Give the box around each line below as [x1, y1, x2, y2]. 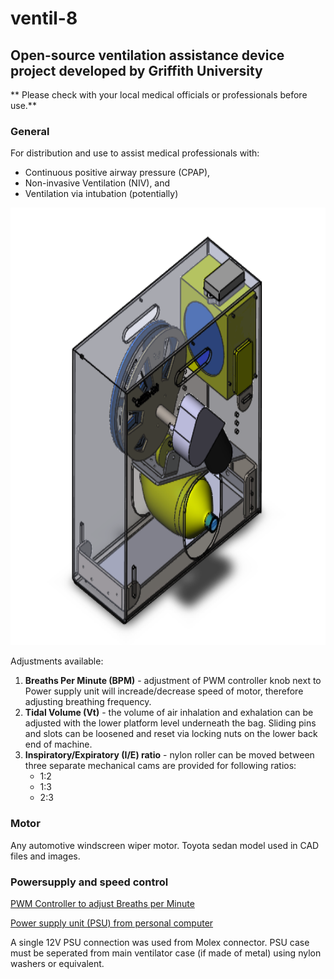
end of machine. [24, 738, 93, 751]
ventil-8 [10, 7, 78, 30]
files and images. [10, 850, 81, 862]
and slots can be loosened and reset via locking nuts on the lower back [24, 728, 318, 740]
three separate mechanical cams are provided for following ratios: [24, 760, 297, 772]
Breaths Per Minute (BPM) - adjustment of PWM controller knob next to [24, 675, 322, 687]
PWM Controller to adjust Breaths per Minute [10, 897, 195, 909]
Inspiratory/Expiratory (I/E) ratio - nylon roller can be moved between [24, 749, 315, 761]
